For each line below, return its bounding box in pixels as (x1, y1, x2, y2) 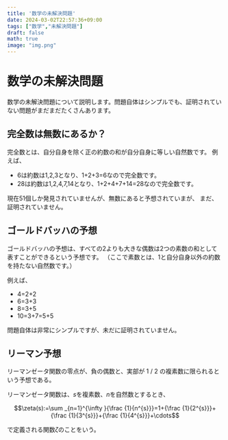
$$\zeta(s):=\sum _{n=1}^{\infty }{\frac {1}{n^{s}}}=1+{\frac (13, 404, 181, 413)
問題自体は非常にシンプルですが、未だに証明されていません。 (7, 325, 181, 334)
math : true (7, 36, 38, 43)
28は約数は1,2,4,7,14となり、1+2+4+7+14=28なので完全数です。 (16, 179, 197, 187)
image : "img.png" (7, 42, 57, 49)
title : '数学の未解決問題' (7, 10, 76, 17)
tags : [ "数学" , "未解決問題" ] (7, 23, 84, 30)
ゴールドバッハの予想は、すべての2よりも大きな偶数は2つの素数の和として (7, 244, 218, 253)
